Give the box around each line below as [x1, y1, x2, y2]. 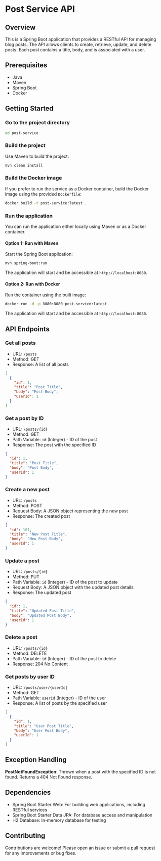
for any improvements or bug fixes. [5, 850, 77, 856]
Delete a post [5, 634, 38, 641]
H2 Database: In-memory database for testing [12, 817, 106, 823]
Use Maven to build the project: [5, 153, 69, 159]
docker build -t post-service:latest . [5, 200, 87, 206]
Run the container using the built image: [5, 292, 86, 298]
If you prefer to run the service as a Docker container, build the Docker [5, 185, 149, 191]
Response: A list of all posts [12, 361, 69, 367]
